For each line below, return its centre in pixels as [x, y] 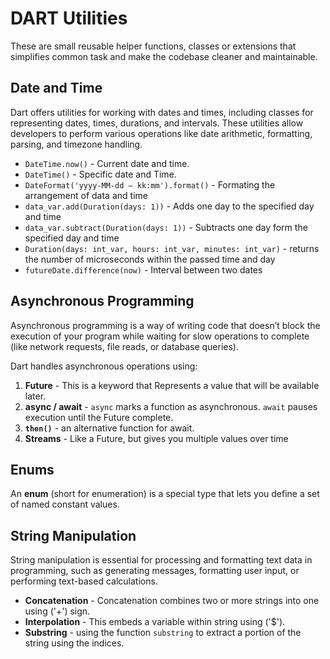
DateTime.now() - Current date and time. [107, 163]
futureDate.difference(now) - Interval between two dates [143, 269]
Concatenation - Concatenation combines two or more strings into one [172, 601]
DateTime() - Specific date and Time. [100, 174]
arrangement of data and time [86, 195]
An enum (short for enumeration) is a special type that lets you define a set [165, 494]
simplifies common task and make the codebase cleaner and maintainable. [164, 56]
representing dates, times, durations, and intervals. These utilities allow [157, 123]
